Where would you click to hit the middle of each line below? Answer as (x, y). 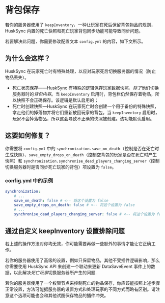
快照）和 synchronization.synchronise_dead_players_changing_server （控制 (82, 161)
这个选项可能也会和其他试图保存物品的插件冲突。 (59, 295)
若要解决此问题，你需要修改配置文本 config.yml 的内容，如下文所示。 (75, 41)
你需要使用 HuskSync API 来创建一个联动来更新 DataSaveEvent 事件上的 (78, 266)
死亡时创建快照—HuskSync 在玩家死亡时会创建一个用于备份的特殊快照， (85, 106)
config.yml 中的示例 (29, 181)
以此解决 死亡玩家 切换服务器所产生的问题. (55, 272)
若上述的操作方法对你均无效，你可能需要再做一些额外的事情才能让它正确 (78, 243)
